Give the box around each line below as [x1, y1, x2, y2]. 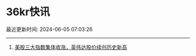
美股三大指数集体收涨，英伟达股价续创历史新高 [14, 43, 127, 50]
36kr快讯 [6, 5, 50, 19]
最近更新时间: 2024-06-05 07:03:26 [6, 26, 93, 33]
